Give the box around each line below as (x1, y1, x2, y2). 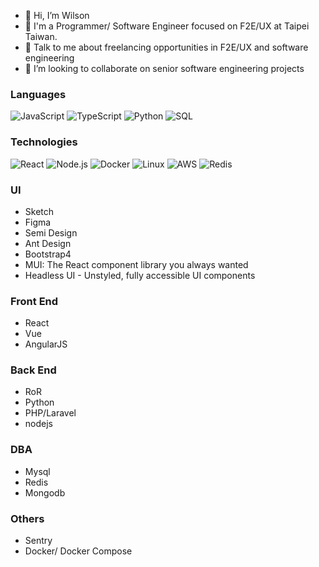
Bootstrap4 (24, 248, 72, 260)
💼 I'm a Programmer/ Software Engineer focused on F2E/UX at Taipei (24, 20, 310, 32)
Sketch (24, 205, 55, 217)
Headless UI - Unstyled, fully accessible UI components (24, 269, 256, 281)
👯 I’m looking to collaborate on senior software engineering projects (24, 63, 305, 74)
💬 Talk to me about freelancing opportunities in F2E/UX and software (24, 41, 309, 53)
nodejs (24, 418, 53, 430)
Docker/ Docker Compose (24, 545, 133, 557)
